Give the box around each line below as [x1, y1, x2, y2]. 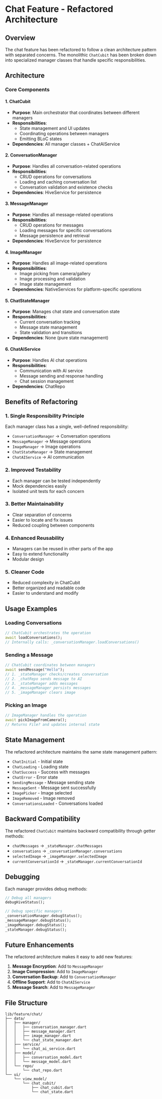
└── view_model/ [14, 1077, 48, 1082]
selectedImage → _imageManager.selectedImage [12, 853, 107, 859]
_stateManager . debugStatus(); [5, 927, 67, 932]
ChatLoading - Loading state [12, 763, 69, 769]
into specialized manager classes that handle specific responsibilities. [5, 57, 146, 63]
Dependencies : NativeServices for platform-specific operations [12, 286, 141, 292]
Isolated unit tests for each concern [12, 488, 84, 494]
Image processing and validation [19, 276, 86, 282]
